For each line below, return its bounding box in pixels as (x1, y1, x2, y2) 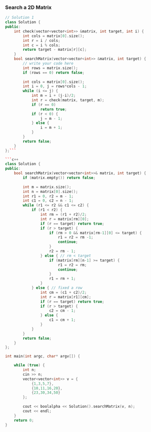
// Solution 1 (5, 15, 34, 20)
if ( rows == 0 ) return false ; (23, 70, 85, 75)
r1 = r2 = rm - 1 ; (58, 235, 93, 240)
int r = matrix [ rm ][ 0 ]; (40, 216, 90, 221)
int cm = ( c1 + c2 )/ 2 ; (40, 290, 87, 295)
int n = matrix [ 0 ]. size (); (23, 189, 78, 194)
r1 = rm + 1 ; (49, 276, 76, 281)
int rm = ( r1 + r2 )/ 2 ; (40, 212, 87, 217)
